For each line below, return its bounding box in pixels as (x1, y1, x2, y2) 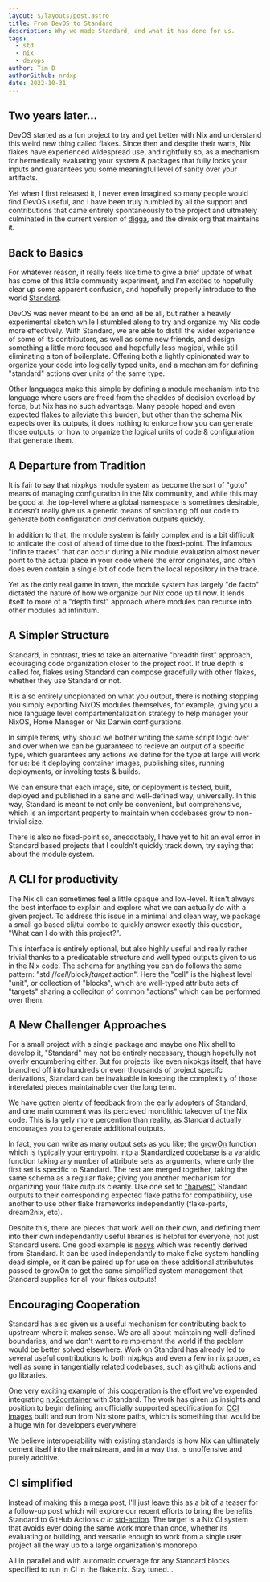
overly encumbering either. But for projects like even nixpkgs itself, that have (8, 1057, 262, 1066)
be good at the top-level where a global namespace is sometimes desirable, (8, 496, 260, 507)
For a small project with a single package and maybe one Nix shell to (8, 1040, 235, 1049)
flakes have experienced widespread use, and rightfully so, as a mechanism (8, 147, 260, 157)
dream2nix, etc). (8, 1208, 63, 1217)
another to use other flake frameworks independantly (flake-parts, (8, 1199, 227, 1209)
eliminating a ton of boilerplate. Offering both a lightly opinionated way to (8, 352, 250, 361)
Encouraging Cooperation (8, 1297, 141, 1312)
